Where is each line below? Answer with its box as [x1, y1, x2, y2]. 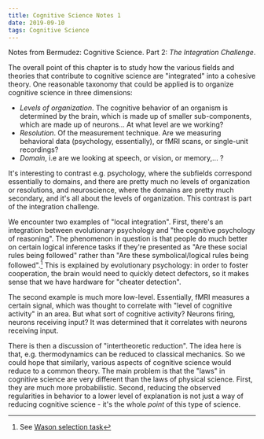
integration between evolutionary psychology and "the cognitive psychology [8, 226, 255, 235]
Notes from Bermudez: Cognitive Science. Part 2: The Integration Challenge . [8, 48, 256, 57]
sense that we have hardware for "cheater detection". [8, 277, 182, 287]
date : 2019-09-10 [8, 19, 65, 27]
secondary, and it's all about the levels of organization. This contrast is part [8, 194, 252, 203]
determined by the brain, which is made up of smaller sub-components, [19, 112, 252, 121]
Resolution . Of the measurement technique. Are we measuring [19, 128, 222, 138]
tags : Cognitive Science [8, 26, 90, 34]
